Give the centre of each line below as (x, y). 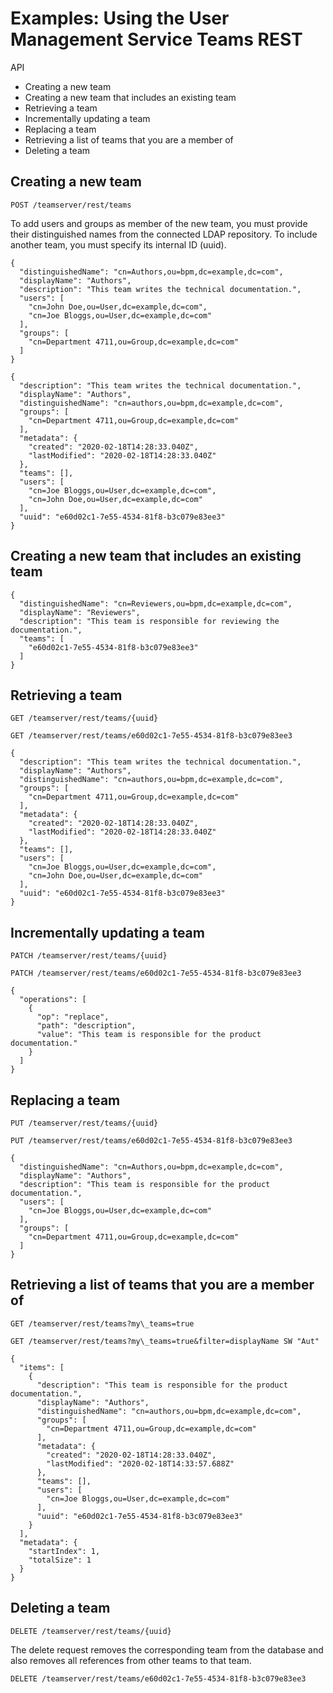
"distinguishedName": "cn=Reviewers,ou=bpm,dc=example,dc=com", (156, 603)
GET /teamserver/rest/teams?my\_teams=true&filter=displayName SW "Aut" (165, 1341)
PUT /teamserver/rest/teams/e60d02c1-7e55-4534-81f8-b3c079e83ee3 (151, 1141)
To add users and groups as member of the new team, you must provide (159, 223)
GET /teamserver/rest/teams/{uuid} (84, 718)
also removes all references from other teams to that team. (131, 1660)
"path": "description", (86, 1026)
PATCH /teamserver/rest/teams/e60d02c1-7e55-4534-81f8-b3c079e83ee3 (156, 973)
